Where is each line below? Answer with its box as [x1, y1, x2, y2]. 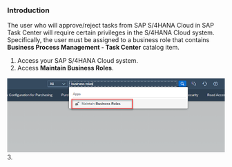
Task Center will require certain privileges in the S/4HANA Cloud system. [7, 28, 215, 37]
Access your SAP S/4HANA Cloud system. [17, 57, 138, 65]
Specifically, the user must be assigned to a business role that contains [7, 36, 210, 44]
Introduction [7, 6, 50, 15]
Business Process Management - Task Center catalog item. [7, 43, 180, 52]
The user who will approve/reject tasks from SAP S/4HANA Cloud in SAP [7, 21, 214, 30]
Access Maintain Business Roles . [17, 64, 114, 72]
